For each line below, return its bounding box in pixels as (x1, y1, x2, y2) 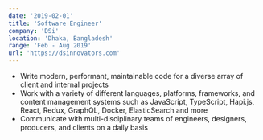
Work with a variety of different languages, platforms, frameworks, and (19, 89, 256, 97)
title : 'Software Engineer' (8, 19, 103, 27)
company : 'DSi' (8, 27, 60, 35)
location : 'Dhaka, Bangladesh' (8, 34, 113, 43)
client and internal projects (19, 80, 109, 89)
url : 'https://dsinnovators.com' (8, 49, 121, 57)
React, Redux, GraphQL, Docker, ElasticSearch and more (19, 105, 208, 115)
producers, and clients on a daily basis (19, 122, 149, 132)
